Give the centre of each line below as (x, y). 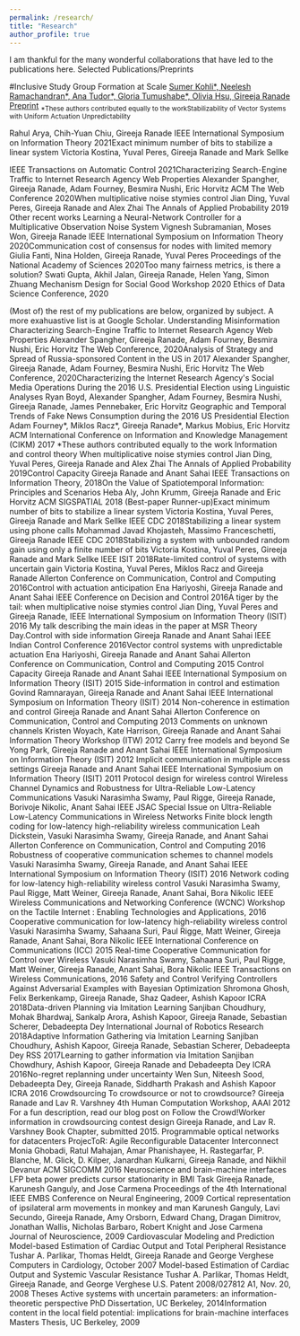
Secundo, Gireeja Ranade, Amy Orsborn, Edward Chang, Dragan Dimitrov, (146, 1217)
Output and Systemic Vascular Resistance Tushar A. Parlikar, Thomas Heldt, (149, 1275)
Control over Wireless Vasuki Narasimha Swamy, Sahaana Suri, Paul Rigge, (147, 960)
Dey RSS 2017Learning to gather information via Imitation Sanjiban (132, 1055)
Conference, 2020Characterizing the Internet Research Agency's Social (142, 378)
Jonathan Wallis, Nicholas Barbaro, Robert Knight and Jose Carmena (136, 1227)
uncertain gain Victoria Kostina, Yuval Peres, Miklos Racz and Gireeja (137, 569)
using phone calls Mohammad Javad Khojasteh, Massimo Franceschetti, (143, 531)
